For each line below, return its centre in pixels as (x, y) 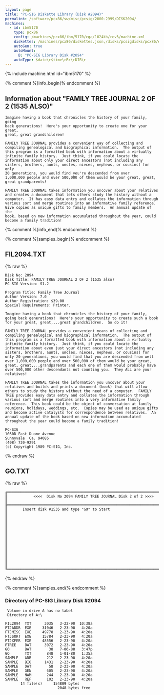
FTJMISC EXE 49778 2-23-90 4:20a (49, 632)
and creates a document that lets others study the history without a (78, 195)
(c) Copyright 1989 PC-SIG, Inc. (39, 447)
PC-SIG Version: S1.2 (27, 284)
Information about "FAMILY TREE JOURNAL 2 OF (80, 99)
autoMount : (25, 50)
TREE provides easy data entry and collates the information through (77, 395)
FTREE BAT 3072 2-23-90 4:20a (49, 645)
